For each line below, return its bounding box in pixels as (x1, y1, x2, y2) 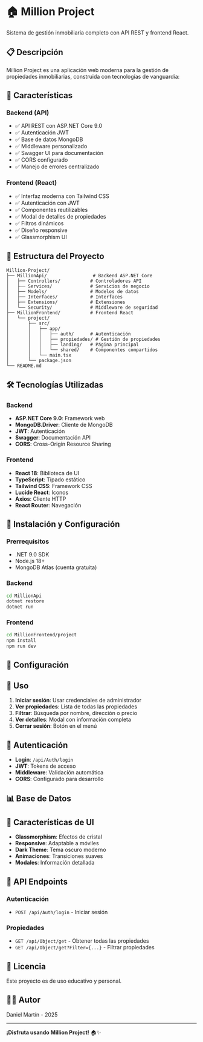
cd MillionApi (6, 593, 42, 599)
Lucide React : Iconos (14, 489, 69, 496)
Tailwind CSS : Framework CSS (14, 482, 92, 489)
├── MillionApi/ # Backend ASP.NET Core (6, 272, 153, 279)
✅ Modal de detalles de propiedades (14, 213, 106, 220)
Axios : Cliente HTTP (14, 495, 66, 503)
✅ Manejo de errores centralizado (14, 163, 100, 170)
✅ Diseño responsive (14, 226, 68, 234)
